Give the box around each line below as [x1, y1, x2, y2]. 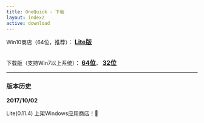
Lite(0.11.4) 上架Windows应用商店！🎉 [6, 110, 99, 117]
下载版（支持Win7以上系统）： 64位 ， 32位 [6, 59, 117, 67]
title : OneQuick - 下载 [6, 8, 65, 15]
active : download [6, 20, 50, 26]
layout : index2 [6, 15, 45, 21]
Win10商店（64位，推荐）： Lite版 [6, 38, 92, 46]
